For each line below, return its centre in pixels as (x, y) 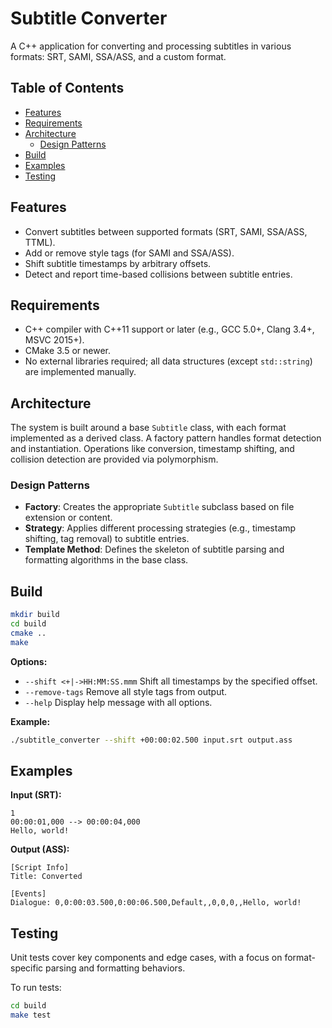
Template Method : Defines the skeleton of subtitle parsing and (154, 549)
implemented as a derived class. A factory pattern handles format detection (166, 438)
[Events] (28, 894)
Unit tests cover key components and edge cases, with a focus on (146, 958)
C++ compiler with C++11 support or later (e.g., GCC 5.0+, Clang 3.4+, (169, 329)
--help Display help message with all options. (118, 702)
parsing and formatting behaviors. (115, 968)
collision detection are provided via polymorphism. (114, 459)
